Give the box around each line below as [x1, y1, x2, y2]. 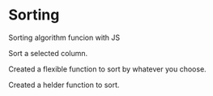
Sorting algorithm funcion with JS [8, 33, 121, 42]
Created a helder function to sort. [8, 80, 120, 89]
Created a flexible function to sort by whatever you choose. [8, 63, 207, 74]
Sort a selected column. [8, 48, 88, 58]
